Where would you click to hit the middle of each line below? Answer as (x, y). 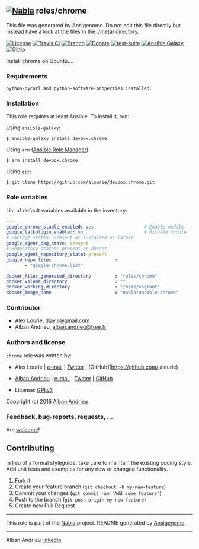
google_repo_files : (62, 260)
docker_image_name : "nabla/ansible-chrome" (92, 293)
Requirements (27, 76)
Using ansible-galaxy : (33, 128)
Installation (23, 103)
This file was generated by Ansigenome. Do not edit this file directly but (94, 25)
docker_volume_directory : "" (66, 282)
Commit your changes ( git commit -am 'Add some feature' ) (88, 493)
